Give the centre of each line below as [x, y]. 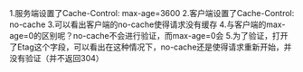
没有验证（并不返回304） [57, 58]
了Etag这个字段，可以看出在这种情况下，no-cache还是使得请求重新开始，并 [151, 47]
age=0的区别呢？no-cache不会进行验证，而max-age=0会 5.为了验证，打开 [149, 36]
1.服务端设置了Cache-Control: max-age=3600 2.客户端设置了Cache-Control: [152, 13]
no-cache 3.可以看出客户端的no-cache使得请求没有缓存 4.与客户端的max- [147, 24]
